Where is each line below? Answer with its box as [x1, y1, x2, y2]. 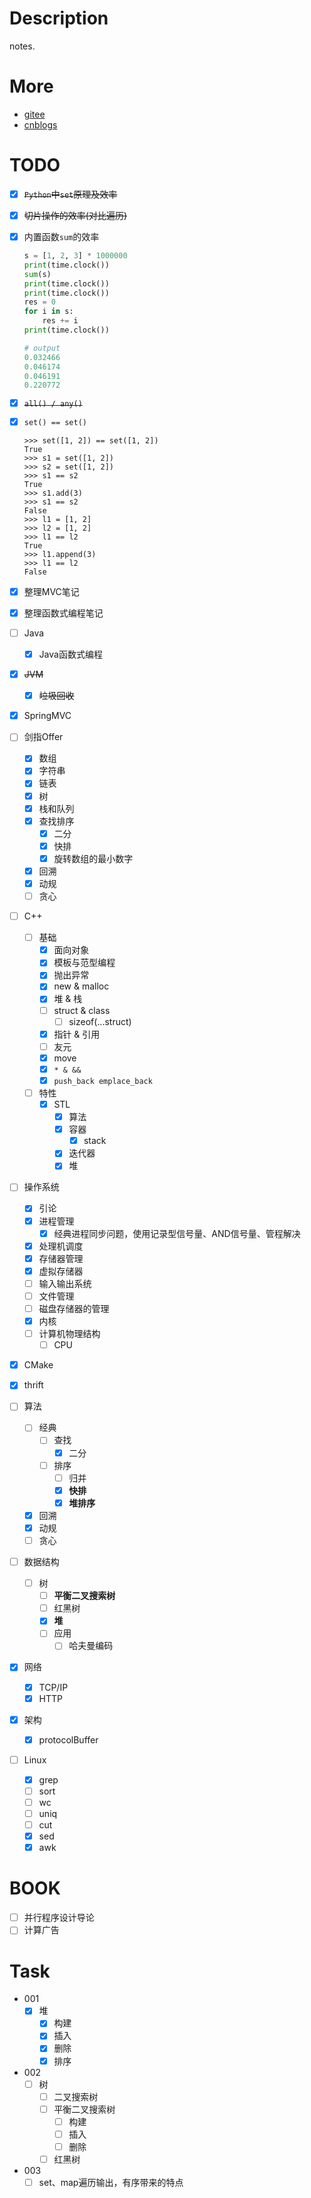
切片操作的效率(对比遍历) [23, 209, 127, 221]
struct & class [53, 1004, 111, 1016]
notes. [9, 40, 36, 52]
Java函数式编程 [38, 648, 103, 661]
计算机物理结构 [38, 1328, 101, 1340]
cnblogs [23, 118, 58, 131]
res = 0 [23, 297, 56, 307]
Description [9, 7, 109, 30]
